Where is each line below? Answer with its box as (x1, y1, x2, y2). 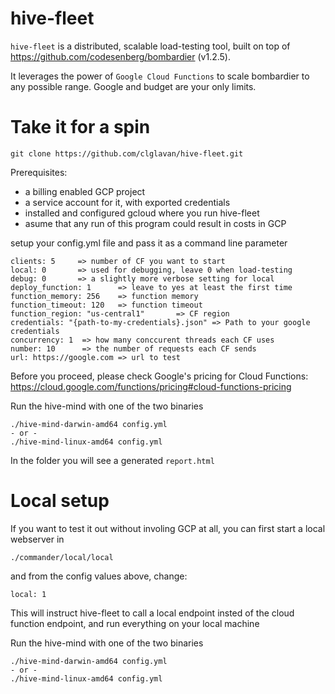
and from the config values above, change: (10, 570, 188, 582)
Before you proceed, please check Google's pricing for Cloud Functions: (10, 370, 309, 382)
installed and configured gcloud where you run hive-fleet (24, 207, 260, 219)
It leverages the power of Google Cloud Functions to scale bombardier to (10, 70, 310, 82)
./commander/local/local (10, 552, 114, 562)
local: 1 (10, 589, 47, 599)
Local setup (10, 490, 110, 512)
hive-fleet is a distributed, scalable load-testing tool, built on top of (10, 40, 291, 52)
